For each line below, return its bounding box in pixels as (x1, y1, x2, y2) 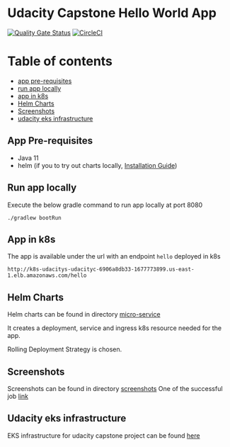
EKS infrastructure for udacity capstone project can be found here (7, 431, 200, 440)
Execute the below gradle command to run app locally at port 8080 (7, 200, 203, 209)
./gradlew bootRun (7, 214, 62, 221)
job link (7, 392, 29, 400)
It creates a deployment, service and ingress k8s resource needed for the (7, 324, 222, 332)
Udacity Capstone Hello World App (7, 5, 217, 21)
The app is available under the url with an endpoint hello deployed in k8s (7, 252, 221, 261)
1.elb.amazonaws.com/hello (7, 272, 87, 279)
